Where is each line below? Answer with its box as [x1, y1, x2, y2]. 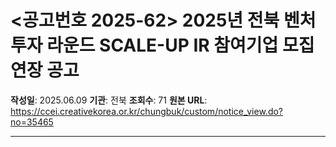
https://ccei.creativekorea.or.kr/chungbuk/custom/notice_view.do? [10, 105, 284, 117]
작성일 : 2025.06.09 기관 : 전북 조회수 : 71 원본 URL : [10, 94, 208, 106]
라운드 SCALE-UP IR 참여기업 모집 [46, 34, 315, 57]
